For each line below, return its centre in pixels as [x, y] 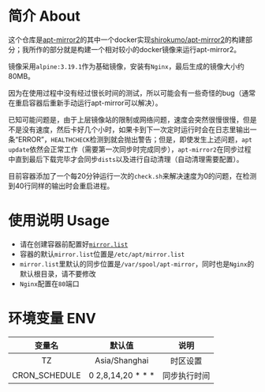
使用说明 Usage [59, 221]
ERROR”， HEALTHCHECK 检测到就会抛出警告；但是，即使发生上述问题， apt [135, 139]
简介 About [45, 16]
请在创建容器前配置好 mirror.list [74, 244]
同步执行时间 [186, 375]
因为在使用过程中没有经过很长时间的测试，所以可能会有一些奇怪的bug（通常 [132, 92]
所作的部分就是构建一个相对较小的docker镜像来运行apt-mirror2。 [135, 49]
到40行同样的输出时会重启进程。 [61, 186]
